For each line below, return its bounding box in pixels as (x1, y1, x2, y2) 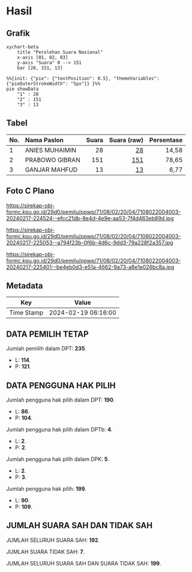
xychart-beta (6, 44, 39, 50)
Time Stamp (9, 309, 44, 317)
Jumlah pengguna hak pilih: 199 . (6, 485, 87, 493)
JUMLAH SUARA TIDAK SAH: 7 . (6, 548, 85, 555)
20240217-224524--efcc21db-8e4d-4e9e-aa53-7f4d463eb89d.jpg (6, 214, 174, 221)
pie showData (6, 86, 39, 92)
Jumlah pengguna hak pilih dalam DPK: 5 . (6, 456, 110, 463)
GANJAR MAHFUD (25, 165, 78, 173)
